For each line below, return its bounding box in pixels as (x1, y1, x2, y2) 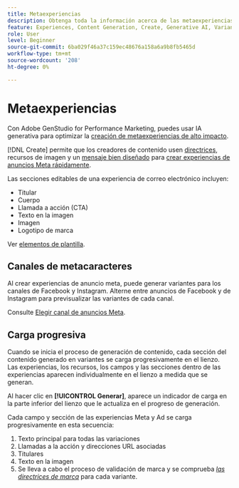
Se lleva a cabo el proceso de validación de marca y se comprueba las (17, 464, 225, 474)
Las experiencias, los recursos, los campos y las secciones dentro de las (7, 363, 221, 371)
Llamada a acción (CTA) (17, 203, 89, 212)
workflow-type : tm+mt (7, 51, 72, 58)
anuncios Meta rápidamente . (7, 160, 91, 169)
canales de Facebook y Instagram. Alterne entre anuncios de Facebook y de (7, 286, 231, 296)
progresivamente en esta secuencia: (7, 421, 115, 430)
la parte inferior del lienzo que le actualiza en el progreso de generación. (7, 400, 221, 408)
